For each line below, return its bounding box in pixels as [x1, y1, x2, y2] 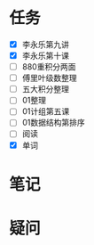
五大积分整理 [21, 84, 69, 94]
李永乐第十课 [21, 51, 69, 61]
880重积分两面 [21, 61, 76, 72]
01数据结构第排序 [21, 118, 86, 128]
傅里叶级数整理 [21, 73, 77, 84]
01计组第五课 [21, 106, 70, 117]
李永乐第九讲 [21, 38, 69, 50]
